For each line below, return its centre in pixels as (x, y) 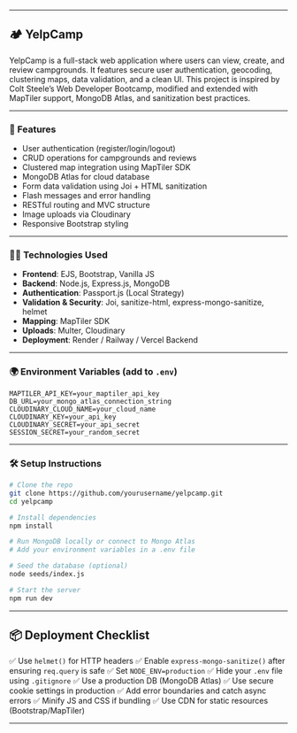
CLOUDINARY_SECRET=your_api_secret (75, 424)
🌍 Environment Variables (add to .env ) (94, 372)
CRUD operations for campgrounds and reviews (109, 158)
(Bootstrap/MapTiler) (47, 711)
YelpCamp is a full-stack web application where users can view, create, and (147, 60)
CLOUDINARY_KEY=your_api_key (63, 417)
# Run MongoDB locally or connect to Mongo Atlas (103, 542)
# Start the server (45, 590)
